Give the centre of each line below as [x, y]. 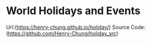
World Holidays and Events [73, 11]
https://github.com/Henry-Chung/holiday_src [62, 33]
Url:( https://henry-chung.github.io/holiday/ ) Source [68, 27]
